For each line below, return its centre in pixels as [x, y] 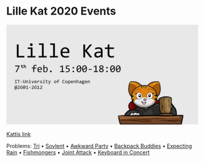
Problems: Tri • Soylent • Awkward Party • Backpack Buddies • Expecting [99, 146]
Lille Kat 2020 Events [61, 11]
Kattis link [19, 134]
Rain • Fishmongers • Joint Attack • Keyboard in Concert [78, 152]
